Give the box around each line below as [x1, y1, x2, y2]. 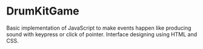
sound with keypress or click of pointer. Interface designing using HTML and [6, 30, 198, 38]
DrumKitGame [6, 4, 80, 18]
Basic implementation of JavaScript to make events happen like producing [6, 24, 192, 31]
